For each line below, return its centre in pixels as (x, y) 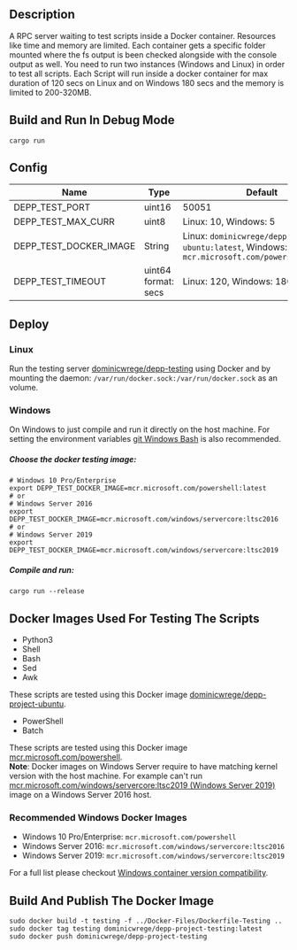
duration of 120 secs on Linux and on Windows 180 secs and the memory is (147, 82)
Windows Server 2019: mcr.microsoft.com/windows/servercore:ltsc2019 (153, 856)
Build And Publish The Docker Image (112, 901)
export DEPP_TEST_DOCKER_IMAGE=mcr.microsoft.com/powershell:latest (138, 489)
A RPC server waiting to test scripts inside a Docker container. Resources (143, 35)
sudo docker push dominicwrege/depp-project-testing (108, 937)
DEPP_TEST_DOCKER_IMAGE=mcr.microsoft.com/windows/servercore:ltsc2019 (144, 551)
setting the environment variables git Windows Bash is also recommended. (145, 439)
